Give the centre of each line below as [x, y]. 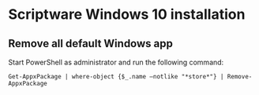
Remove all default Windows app [91, 44]
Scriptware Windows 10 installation [127, 15]
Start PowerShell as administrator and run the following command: [116, 62]
